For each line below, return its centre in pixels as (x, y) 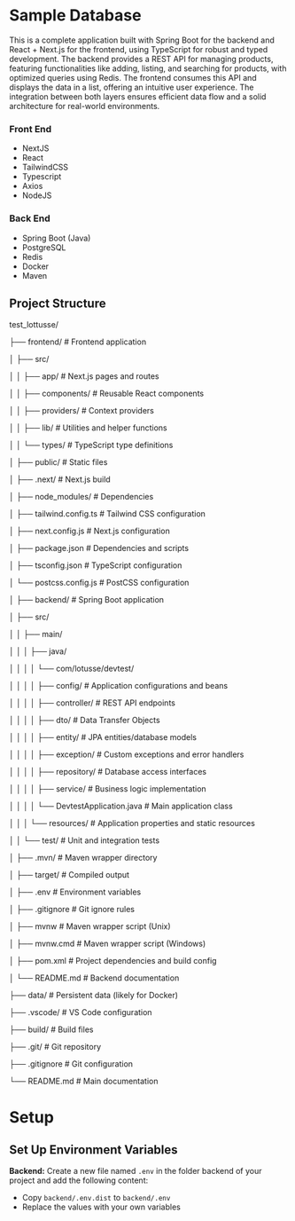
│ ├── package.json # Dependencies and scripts (99, 548)
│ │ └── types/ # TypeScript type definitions (91, 445)
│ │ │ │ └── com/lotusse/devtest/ (72, 669)
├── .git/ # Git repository (55, 1047)
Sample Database (75, 16)
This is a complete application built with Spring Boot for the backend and (142, 40)
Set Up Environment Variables (94, 1150)
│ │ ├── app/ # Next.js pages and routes (84, 376)
